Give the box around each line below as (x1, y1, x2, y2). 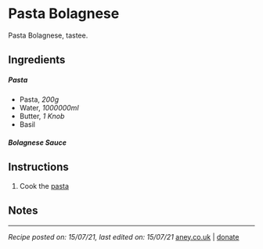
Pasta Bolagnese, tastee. (8, 31, 88, 40)
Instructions (8, 161, 69, 174)
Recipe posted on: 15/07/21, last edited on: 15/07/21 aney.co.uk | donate (8, 232, 240, 241)
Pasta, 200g (19, 95, 59, 104)
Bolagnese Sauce (8, 138, 67, 147)
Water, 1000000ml (19, 103, 80, 113)
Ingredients (8, 53, 66, 67)
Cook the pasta (19, 181, 69, 190)
